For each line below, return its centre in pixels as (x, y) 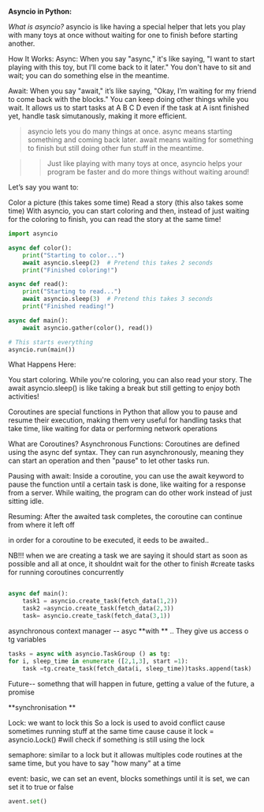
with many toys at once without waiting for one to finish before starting (123, 35)
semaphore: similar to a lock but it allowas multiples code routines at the (125, 754)
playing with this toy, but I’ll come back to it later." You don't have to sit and (130, 67)
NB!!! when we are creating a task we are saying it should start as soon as (128, 555)
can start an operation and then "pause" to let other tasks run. (109, 461)
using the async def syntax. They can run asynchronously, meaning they (126, 453)
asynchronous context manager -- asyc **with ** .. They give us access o (128, 630)
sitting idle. (26, 502)
